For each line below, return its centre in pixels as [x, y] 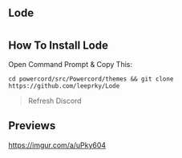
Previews [32, 126]
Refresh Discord [55, 101]
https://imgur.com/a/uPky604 [57, 145]
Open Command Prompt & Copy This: [70, 64]
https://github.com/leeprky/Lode [64, 86]
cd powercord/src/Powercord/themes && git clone [91, 79]
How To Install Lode [58, 45]
